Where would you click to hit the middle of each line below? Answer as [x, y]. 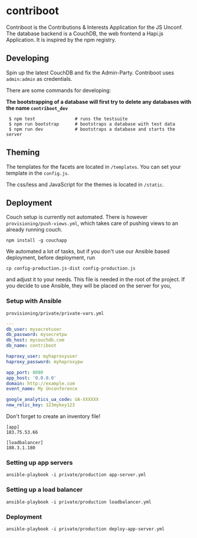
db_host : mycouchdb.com [35, 340]
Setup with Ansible [34, 301]
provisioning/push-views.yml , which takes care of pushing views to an [92, 223]
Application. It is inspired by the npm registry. [61, 40]
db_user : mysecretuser [34, 329]
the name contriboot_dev [37, 108]
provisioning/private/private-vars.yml [55, 313]
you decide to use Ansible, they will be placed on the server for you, [89, 286]
